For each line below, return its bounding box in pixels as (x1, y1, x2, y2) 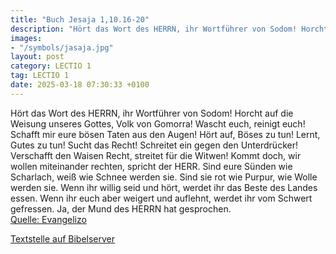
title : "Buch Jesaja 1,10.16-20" (10, 14, 150, 25)
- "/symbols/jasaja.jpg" (10, 42, 114, 53)
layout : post (10, 52, 65, 62)
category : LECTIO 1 (10, 61, 92, 71)
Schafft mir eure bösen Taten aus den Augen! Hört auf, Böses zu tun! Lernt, (10, 128, 321, 140)
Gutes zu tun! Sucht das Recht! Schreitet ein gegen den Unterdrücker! (10, 139, 298, 151)
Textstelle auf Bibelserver (10, 232, 116, 245)
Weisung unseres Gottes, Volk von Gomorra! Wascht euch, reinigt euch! (10, 117, 306, 130)
